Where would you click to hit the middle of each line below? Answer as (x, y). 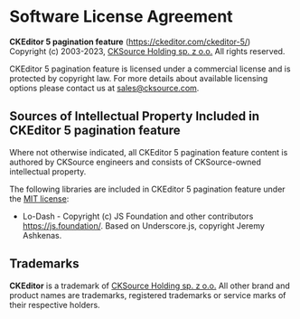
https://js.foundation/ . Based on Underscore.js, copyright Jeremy (143, 225)
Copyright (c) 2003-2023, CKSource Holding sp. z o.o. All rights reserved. (147, 51)
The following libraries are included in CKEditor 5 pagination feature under (148, 189)
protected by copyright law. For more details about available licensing (139, 78)
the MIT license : (39, 198)
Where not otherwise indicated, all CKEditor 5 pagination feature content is (149, 152)
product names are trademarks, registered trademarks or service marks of (148, 295)
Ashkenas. (42, 235)
